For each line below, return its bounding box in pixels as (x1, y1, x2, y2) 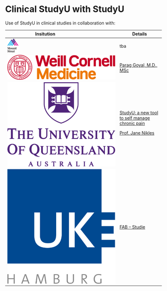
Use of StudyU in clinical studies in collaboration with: (5, 20, 116, 26)
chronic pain (119, 120, 145, 126)
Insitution (35, 31, 56, 37)
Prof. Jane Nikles (119, 130, 155, 136)
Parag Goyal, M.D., (119, 62, 158, 68)
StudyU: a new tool (119, 110, 159, 116)
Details (132, 31, 148, 37)
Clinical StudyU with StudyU (5, 3, 125, 15)
